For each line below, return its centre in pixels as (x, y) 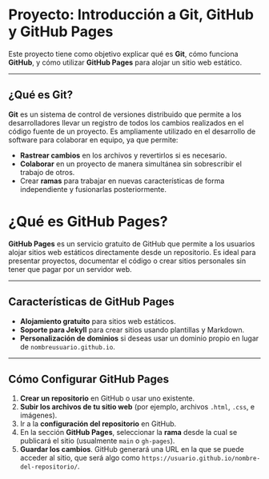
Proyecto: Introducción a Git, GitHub (131, 15)
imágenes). (38, 415)
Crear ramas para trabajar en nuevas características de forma (122, 181)
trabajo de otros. (47, 172)
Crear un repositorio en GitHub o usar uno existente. (107, 398)
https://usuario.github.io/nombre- (201, 459)
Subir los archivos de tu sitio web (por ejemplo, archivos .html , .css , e (137, 407)
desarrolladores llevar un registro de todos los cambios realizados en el (126, 122)
